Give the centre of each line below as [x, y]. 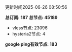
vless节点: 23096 [30, 28]
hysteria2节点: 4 [29, 34]
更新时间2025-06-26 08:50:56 [36, 7]
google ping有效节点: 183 [31, 44]
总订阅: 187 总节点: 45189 [31, 17]
